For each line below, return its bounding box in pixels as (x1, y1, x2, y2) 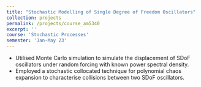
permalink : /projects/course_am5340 (6, 20, 100, 26)
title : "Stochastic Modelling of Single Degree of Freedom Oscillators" (6, 9, 196, 15)
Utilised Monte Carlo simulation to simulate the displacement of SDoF (15, 55, 191, 61)
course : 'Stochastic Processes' (6, 32, 89, 38)
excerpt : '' (6, 26, 37, 32)
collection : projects (6, 15, 62, 21)
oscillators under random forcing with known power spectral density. (15, 61, 189, 68)
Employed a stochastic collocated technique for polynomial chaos (15, 67, 182, 74)
